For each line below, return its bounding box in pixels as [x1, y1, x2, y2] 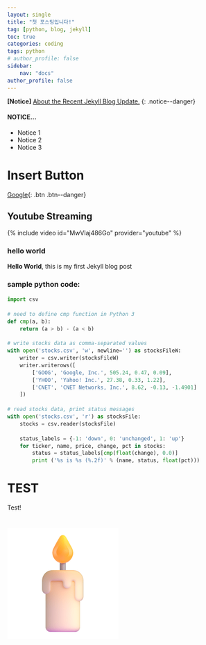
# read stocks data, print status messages [7, 406, 135, 413]
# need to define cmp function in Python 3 [7, 310, 135, 317]
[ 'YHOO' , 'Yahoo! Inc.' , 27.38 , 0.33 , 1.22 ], [32, 376, 166, 383]
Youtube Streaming [7, 210, 93, 222]
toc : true [7, 33, 36, 40]
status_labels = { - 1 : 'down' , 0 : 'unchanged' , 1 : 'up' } [19, 435, 185, 442]
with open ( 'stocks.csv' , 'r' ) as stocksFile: [7, 413, 141, 420]
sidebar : [7, 62, 33, 69]
